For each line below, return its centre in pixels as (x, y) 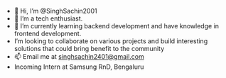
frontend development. (48, 33)
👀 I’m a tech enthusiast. (48, 18)
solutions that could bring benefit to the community (89, 49)
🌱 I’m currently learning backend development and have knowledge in (116, 26)
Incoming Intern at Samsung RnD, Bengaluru (79, 67)
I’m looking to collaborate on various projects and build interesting (111, 41)
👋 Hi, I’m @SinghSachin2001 (55, 11)
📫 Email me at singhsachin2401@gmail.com (79, 56)
